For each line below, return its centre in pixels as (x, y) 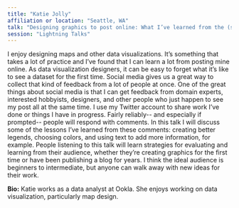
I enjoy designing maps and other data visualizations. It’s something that (113, 54)
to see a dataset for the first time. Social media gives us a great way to (111, 77)
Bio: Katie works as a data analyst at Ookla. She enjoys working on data (113, 189)
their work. (23, 175)
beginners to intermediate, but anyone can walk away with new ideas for (114, 167)
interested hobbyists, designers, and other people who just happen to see (116, 100)
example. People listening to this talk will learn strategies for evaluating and (118, 145)
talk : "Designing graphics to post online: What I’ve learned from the (116, 27)
